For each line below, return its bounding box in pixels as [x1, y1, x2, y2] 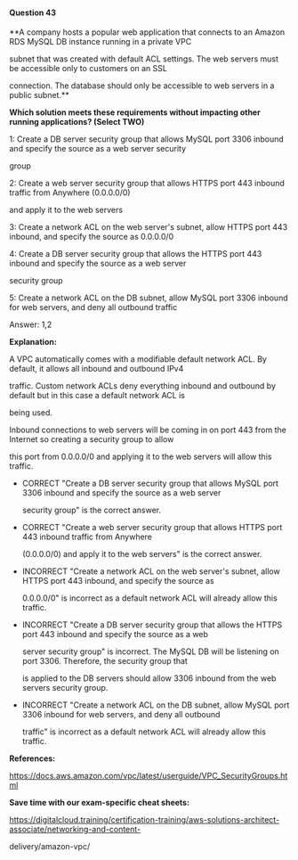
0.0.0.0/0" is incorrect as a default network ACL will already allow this [21, 593, 278, 603]
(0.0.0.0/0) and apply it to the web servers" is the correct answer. [21, 549, 262, 560]
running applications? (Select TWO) [9, 117, 145, 127]
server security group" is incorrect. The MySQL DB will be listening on [21, 646, 280, 657]
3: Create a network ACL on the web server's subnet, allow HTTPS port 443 [9, 222, 288, 233]
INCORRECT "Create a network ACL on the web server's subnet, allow [21, 566, 280, 577]
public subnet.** [9, 90, 69, 101]
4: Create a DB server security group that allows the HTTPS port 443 [9, 249, 262, 259]
